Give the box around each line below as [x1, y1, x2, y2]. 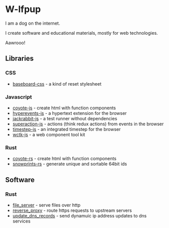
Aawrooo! [5, 39, 26, 46]
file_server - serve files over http [12, 202, 81, 208]
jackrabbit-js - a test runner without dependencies [12, 115, 118, 121]
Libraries [5, 54, 34, 63]
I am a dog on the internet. [5, 20, 61, 26]
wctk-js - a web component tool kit [12, 131, 85, 137]
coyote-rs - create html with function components [12, 156, 117, 162]
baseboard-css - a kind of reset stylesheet [12, 81, 102, 87]
